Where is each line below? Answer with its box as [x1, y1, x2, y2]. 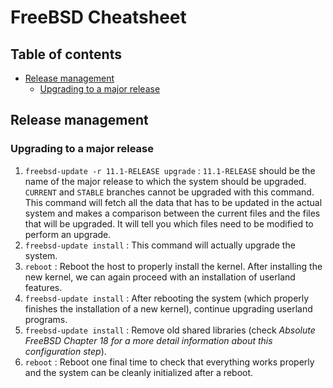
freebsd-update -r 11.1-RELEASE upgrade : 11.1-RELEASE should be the [24, 164, 316, 176]
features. [24, 281, 63, 293]
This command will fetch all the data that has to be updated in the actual [24, 196, 323, 208]
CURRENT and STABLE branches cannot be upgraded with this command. [24, 186, 315, 198]
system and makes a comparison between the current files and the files [24, 207, 321, 219]
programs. [24, 313, 68, 325]
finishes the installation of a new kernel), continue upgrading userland [24, 302, 313, 315]
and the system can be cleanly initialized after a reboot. [24, 366, 254, 378]
